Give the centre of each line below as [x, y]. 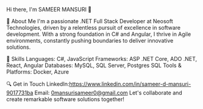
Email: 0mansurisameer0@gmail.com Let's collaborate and [109, 93]
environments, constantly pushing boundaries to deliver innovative [90, 40]
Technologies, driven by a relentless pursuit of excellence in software [94, 28]
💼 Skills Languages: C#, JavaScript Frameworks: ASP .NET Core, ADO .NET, [101, 59]
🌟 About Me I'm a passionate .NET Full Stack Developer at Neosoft [90, 21]
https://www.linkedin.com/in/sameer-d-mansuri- [130, 84]
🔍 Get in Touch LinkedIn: [38, 84]
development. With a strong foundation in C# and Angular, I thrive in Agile [99, 34]
